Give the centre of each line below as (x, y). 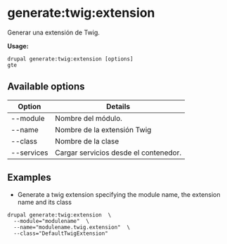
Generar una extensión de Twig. (54, 32)
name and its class (45, 202)
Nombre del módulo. (89, 118)
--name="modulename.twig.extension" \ (72, 227)
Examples (29, 178)
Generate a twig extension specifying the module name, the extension (119, 194)
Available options (46, 87)
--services (30, 153)
